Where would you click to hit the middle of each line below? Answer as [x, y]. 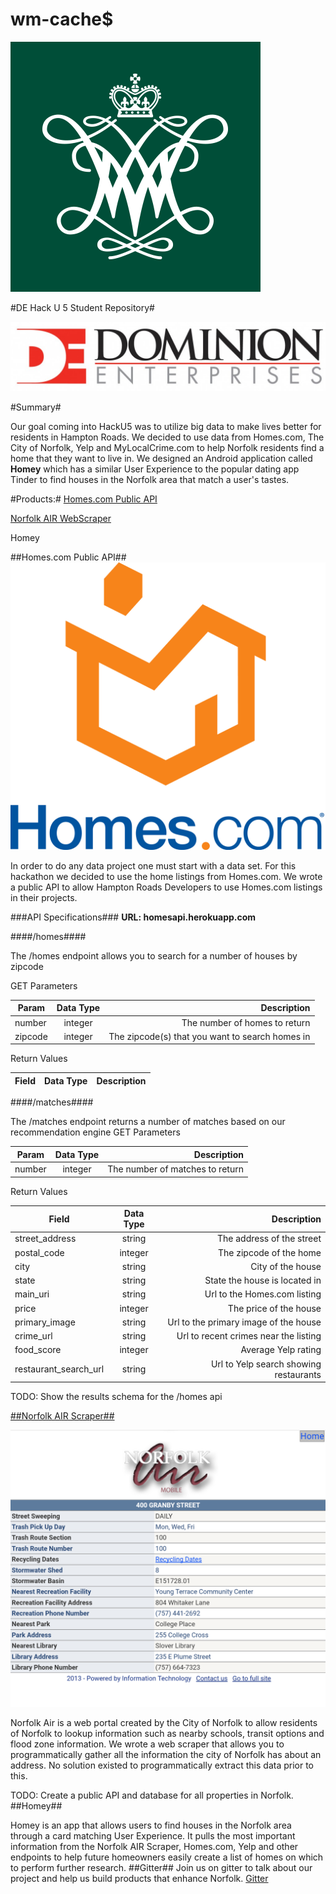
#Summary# [36, 407]
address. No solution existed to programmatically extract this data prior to [162, 1765]
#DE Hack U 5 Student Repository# [82, 307]
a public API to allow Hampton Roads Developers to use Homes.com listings [166, 887]
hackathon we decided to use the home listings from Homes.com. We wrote [166, 876]
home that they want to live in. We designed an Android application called [161, 459]
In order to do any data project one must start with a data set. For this [153, 865]
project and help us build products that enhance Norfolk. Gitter [139, 1879]
